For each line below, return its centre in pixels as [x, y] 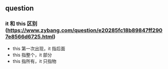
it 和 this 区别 [21, 24]
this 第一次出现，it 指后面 [39, 48]
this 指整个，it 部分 [32, 55]
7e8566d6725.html [30, 37]
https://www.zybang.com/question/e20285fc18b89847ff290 [85, 30]
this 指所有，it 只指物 [34, 61]
